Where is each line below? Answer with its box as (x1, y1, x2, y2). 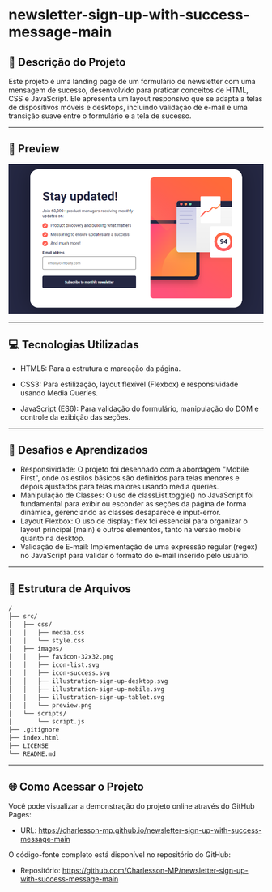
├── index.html (8, 734, 60, 742)
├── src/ (8, 612, 38, 621)
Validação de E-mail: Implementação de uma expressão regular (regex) (19, 542, 257, 552)
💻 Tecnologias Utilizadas (8, 338, 139, 352)
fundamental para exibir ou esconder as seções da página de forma (19, 499, 247, 509)
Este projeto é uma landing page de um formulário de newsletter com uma (8, 77, 257, 86)
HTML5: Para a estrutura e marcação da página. (19, 363, 181, 373)
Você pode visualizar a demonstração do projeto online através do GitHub (8, 801, 255, 811)
